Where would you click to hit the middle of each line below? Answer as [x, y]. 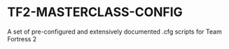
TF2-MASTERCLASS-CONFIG [95, 12]
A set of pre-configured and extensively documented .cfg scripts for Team [114, 31]
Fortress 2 [22, 38]
